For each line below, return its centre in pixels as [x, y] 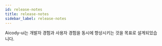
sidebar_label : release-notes [36, 18]
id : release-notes [24, 9]
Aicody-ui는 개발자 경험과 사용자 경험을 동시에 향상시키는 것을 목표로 [71, 33]
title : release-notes [27, 14]
